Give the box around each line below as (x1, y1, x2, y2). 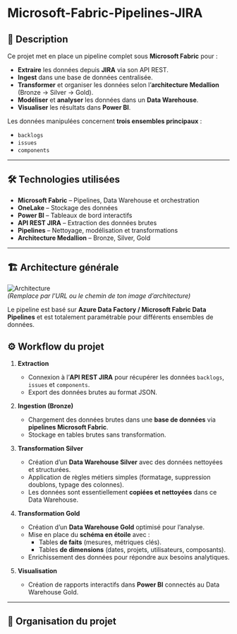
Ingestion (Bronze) (17, 402, 74, 410)
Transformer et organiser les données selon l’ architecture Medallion (17, 81, 220, 89)
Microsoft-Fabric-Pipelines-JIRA (7, 5, 203, 21)
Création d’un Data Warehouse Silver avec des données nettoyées (28, 458, 224, 466)
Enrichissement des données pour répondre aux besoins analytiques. (28, 553, 230, 562)
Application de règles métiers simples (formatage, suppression (28, 473, 211, 482)
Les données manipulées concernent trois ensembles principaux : (7, 117, 202, 125)
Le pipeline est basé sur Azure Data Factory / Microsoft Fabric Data (7, 305, 207, 313)
